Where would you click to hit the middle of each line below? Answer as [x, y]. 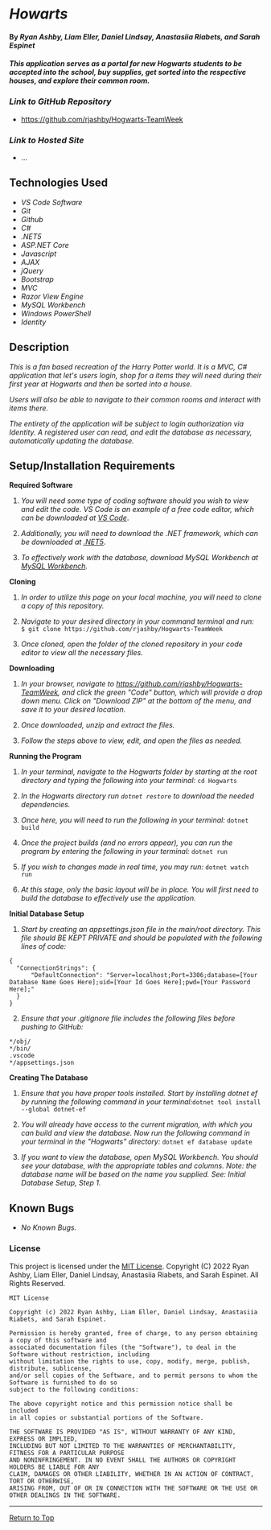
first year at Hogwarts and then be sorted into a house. [101, 384]
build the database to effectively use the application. [108, 898]
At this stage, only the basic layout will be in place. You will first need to [140, 889]
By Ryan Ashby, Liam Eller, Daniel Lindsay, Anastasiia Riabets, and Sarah [135, 36]
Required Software [41, 485]
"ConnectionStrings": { [56, 968]
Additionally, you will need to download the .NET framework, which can [139, 534]
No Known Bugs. [49, 1227]
